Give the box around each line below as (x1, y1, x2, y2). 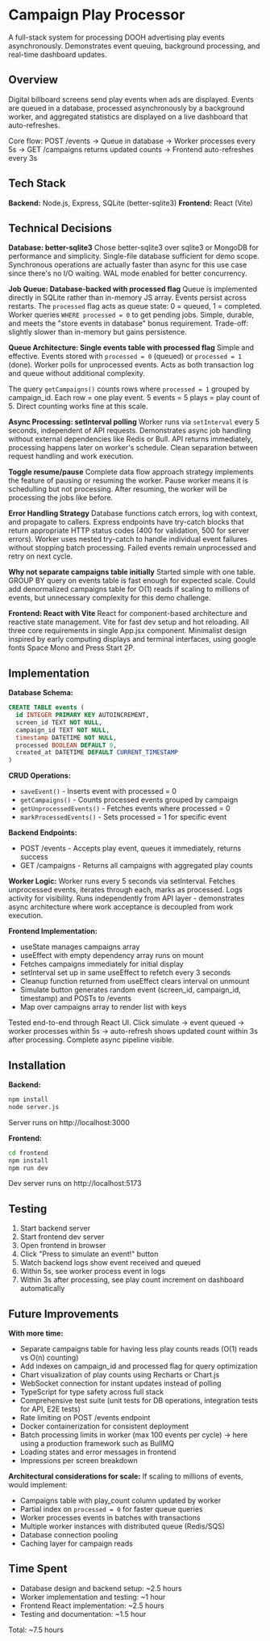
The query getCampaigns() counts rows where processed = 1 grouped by (8, 384, 250, 394)
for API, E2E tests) (19, 1404, 81, 1414)
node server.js (8, 1103, 60, 1111)
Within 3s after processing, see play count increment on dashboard (19, 1275, 244, 1285)
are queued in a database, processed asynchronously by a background (8, 103, 245, 112)
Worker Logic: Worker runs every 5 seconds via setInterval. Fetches (8, 876, 236, 886)
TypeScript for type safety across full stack (19, 1387, 164, 1396)
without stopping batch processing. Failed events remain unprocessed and (8, 543, 256, 553)
